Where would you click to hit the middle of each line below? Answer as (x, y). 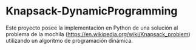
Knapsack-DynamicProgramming (92, 11)
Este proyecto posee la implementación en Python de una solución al (92, 28)
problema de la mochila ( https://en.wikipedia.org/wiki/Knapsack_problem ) (98, 34)
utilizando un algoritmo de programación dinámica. (69, 40)
